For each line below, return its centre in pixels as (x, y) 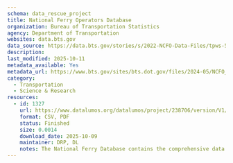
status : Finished (45, 123)
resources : (23, 98)
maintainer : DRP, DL (49, 143)
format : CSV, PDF (45, 117)
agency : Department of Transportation (63, 33)
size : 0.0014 (38, 130)
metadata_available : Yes (43, 65)
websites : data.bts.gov (42, 40)
